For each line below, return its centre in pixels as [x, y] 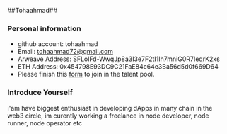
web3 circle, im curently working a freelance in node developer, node [109, 116]
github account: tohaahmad [58, 44]
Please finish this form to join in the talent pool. [86, 74]
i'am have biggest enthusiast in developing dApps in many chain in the [110, 108]
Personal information [44, 28]
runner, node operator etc [45, 123]
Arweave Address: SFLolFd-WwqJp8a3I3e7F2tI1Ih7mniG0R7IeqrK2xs [119, 59]
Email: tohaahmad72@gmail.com [65, 52]
